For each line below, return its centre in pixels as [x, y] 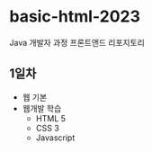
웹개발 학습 [42, 108]
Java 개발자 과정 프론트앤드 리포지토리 [77, 42]
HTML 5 [50, 118]
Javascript [55, 138]
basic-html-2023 [75, 17]
